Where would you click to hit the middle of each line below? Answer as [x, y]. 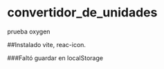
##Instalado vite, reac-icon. [47, 44]
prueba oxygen [29, 31]
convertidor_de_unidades [82, 13]
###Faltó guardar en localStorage [55, 58]
